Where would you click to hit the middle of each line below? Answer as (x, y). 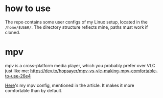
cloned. (13, 32)
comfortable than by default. (34, 90)
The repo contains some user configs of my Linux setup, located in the (76, 22)
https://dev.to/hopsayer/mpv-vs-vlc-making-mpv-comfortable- (94, 71)
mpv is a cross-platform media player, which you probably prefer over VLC (80, 65)
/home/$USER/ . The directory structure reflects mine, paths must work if (77, 27)
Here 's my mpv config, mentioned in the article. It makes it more (70, 85)
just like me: (17, 71)
